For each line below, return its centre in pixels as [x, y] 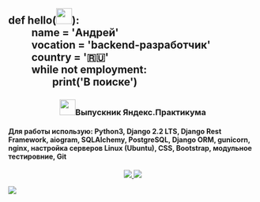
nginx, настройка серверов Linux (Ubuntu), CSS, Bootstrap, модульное [130, 148]
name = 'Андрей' [75, 33]
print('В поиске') [95, 82]
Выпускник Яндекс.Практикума [141, 113]
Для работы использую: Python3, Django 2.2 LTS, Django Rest [115, 131]
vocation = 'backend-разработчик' [121, 45]
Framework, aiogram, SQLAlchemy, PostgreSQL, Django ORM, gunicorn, [129, 140]
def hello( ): [44, 21]
